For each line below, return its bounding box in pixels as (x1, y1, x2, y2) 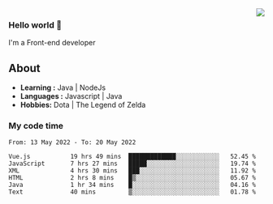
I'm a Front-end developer (8, 38, 96, 48)
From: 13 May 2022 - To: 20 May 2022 (8, 138, 136, 147)
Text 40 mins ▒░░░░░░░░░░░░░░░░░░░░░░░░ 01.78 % (8, 188, 256, 197)
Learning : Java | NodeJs (19, 83, 106, 92)
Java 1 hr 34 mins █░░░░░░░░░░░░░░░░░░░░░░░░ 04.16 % (8, 181, 256, 189)
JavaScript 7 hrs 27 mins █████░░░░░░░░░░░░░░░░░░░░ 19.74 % (8, 159, 256, 168)
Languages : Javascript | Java (19, 91, 123, 101)
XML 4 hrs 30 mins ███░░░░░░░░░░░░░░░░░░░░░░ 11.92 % (8, 167, 256, 175)
